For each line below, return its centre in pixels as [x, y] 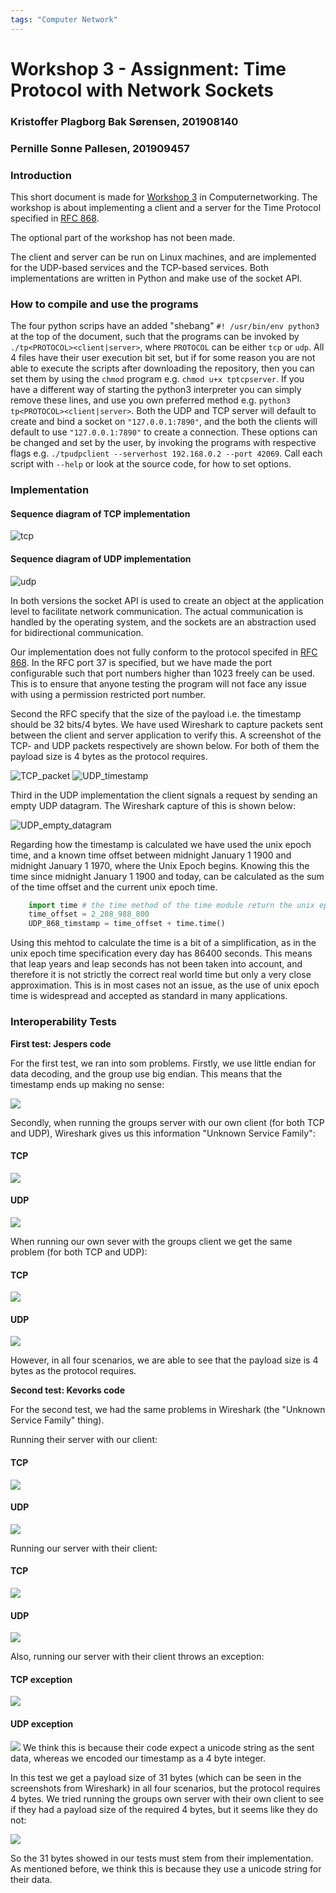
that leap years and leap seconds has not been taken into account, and [156, 964]
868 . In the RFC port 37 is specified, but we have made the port [141, 662]
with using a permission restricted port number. [108, 694]
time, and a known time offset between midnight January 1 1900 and [151, 855]
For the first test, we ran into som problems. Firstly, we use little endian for [163, 1063]
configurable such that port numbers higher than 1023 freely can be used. [163, 673]
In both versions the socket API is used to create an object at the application [167, 600]
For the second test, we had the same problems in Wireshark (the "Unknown [168, 1410]
